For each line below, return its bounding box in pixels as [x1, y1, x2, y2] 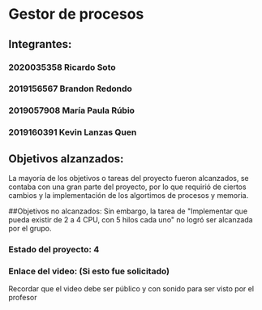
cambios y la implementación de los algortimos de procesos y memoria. [8, 191, 249, 200]
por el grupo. [8, 224, 52, 234]
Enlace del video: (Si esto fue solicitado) [8, 265, 170, 277]
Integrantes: [8, 37, 72, 51]
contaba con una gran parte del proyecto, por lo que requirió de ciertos [8, 182, 247, 192]
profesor [8, 293, 37, 303]
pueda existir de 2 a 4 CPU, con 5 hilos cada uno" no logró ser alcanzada [8, 215, 253, 225]
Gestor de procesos [8, 5, 144, 24]
